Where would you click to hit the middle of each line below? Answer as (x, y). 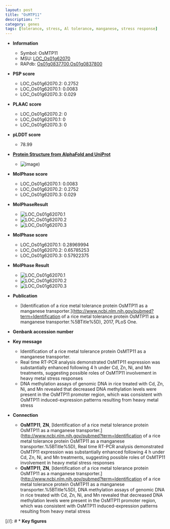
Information (25, 43)
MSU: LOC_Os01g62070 (45, 58)
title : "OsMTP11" (24, 15)
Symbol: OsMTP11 (39, 53)
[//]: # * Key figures (26, 521)
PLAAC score (27, 104)
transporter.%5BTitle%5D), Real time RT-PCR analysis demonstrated (92, 447)
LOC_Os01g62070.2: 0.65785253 (55, 250)
